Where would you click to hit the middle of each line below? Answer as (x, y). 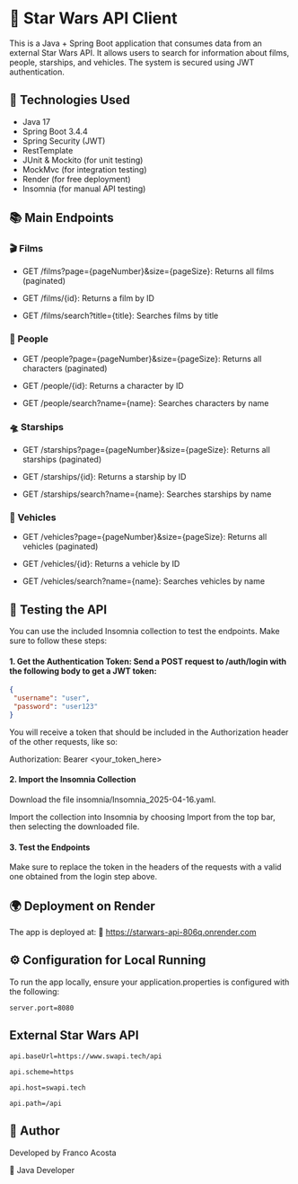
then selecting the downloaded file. (74, 826)
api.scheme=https (42, 1072)
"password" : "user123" (56, 707)
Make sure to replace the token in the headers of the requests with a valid (145, 867)
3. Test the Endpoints (50, 847)
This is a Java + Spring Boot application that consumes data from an (136, 43)
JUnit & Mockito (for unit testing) (83, 160)
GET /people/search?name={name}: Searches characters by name (145, 402)
